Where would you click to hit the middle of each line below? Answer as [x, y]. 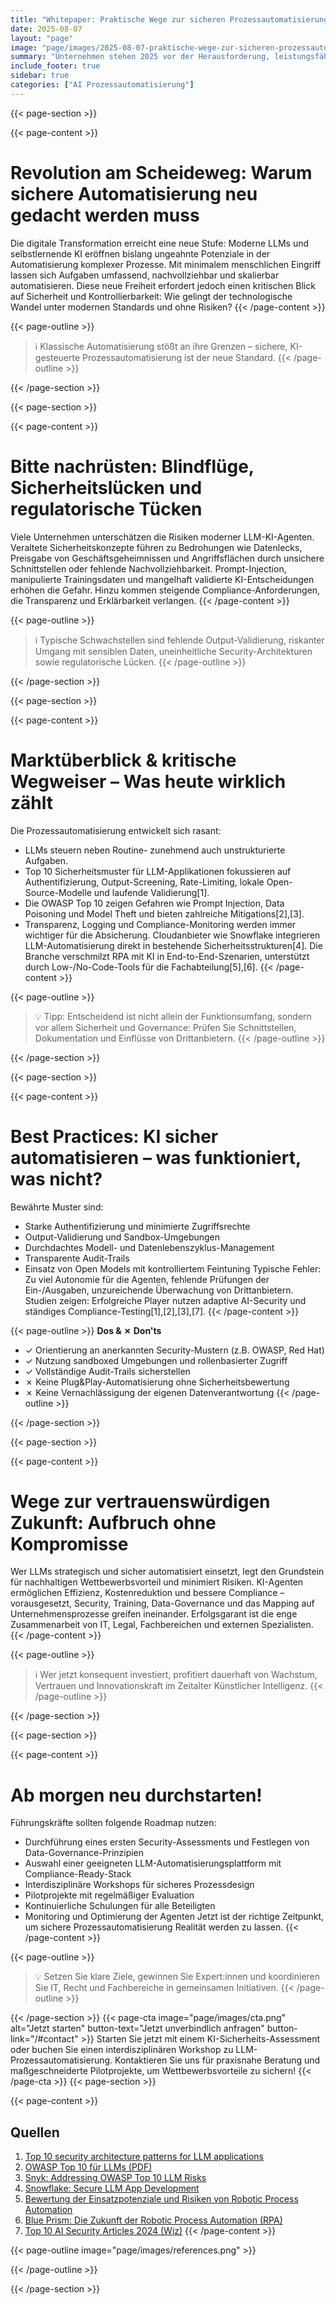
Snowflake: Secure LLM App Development [112, 2188]
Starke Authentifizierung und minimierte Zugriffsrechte [137, 1226]
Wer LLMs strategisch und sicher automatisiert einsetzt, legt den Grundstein [167, 1572]
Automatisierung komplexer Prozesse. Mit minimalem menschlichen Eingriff [166, 264]
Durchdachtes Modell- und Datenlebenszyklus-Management [149, 1247]
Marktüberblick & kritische [123, 760]
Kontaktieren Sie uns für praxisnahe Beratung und [217, 2060]
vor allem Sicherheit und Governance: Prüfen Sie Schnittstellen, [165, 1027]
